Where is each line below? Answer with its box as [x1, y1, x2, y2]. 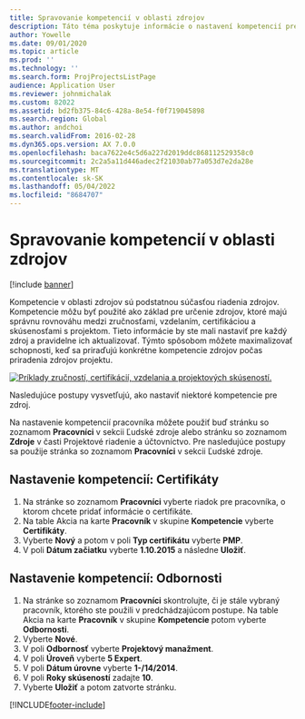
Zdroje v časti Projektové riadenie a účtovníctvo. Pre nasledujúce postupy [9, 436, 286, 447]
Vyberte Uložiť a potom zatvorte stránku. [22, 682, 177, 693]
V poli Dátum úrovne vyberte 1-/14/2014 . [22, 662, 179, 673]
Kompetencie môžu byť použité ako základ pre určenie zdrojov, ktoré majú [9, 306, 288, 317]
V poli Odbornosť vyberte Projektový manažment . [22, 643, 214, 654]
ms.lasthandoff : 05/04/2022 [9, 182, 116, 192]
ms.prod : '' [9, 55, 54, 64]
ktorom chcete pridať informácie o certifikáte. [22, 506, 193, 517]
